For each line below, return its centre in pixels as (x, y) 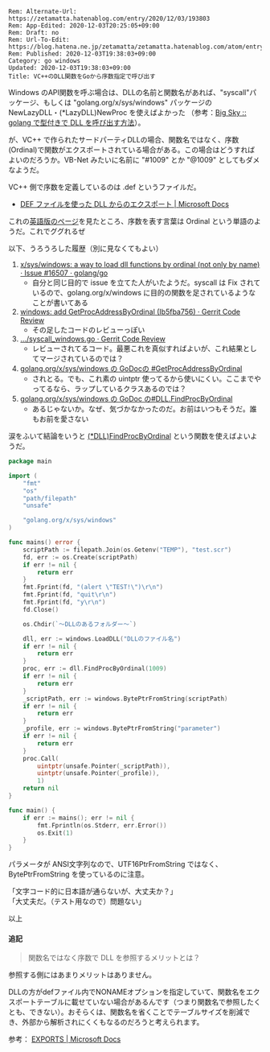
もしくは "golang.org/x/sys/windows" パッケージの (128, 102)
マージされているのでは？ (81, 359)
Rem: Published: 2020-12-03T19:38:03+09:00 (82, 54)
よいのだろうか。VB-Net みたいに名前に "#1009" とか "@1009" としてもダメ (134, 160)
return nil (41, 789)
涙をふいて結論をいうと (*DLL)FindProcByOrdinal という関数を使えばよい (129, 436)
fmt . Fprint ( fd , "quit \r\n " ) (70, 595)
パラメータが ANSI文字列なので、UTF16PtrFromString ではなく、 (115, 864)
